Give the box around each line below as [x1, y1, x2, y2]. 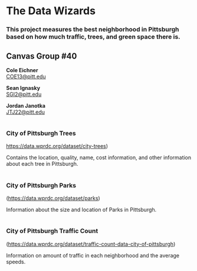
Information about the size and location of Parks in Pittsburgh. [6, 206, 157, 214]
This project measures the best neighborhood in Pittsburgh [6, 25, 179, 34]
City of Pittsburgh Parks [6, 181, 77, 189]
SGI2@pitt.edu [6, 91, 42, 98]
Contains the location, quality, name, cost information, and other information [6, 154, 192, 161]
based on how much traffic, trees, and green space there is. [6, 33, 181, 41]
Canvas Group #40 [6, 51, 77, 61]
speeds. [6, 258, 26, 265]
